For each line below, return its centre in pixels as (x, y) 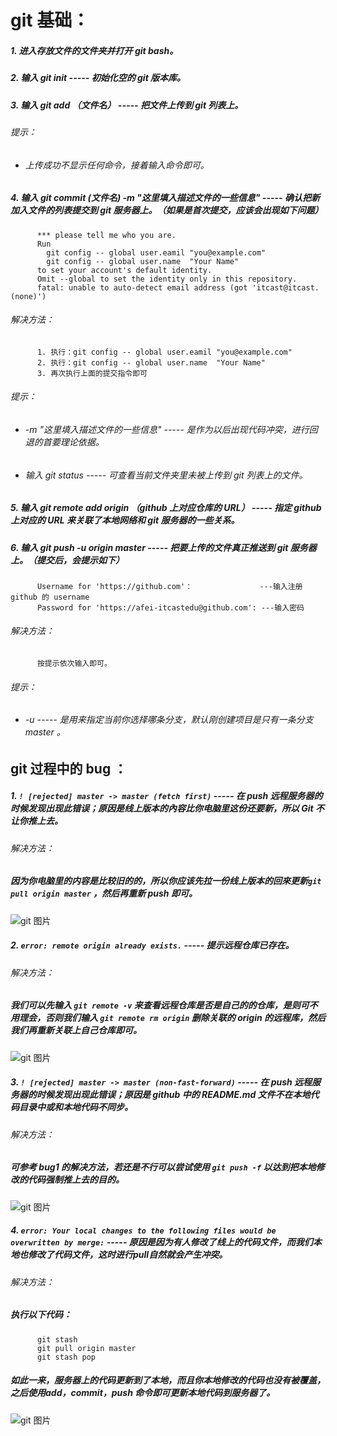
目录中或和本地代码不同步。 (75, 1107)
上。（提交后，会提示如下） (67, 560)
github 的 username (50, 597)
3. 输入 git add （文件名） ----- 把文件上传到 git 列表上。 (127, 105)
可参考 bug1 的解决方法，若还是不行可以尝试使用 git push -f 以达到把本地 (163, 1167)
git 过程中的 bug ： (69, 768)
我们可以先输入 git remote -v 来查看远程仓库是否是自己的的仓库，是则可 (160, 1005)
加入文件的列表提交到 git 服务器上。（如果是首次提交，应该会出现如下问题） (167, 210)
